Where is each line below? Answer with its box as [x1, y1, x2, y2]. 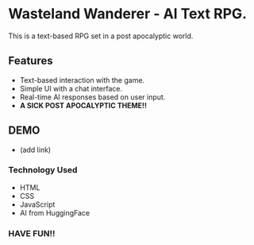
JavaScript [19, 200, 56, 209]
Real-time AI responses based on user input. [19, 92, 166, 102]
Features [8, 54, 53, 68]
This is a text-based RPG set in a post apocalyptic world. [8, 31, 194, 41]
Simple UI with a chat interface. [19, 84, 123, 93]
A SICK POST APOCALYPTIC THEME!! [19, 100, 147, 110]
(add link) [19, 145, 52, 154]
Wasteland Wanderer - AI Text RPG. [8, 5, 248, 23]
